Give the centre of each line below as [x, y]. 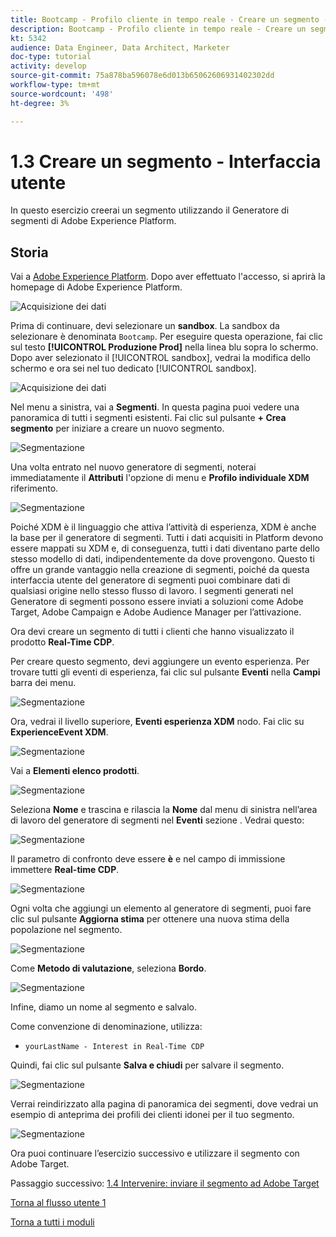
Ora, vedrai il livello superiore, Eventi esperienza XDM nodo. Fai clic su [157, 722]
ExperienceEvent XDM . [59, 732]
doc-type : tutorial [51, 57]
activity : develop [48, 66]
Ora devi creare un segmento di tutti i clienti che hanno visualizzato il [152, 632]
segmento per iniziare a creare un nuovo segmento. [117, 428]
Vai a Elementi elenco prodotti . [75, 771]
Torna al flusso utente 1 [58, 1203]
